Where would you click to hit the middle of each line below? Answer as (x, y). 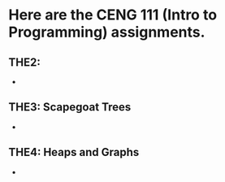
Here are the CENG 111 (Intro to (113, 15)
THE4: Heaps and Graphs (74, 152)
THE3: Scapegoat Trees (70, 107)
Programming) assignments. (107, 32)
